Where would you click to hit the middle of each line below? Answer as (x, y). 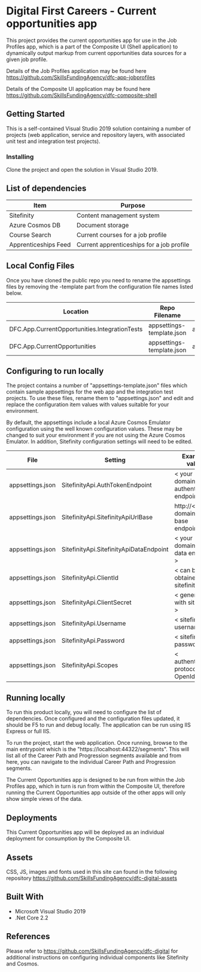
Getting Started (36, 114)
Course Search (30, 234)
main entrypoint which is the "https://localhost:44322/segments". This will (98, 749)
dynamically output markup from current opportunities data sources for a (96, 53)
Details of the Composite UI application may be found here (78, 89)
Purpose (133, 205)
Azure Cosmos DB (35, 225)
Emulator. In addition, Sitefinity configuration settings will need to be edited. (99, 441)
